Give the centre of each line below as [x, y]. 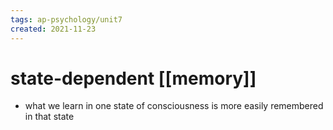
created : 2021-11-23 [53, 29]
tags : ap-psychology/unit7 [66, 19]
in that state [49, 117]
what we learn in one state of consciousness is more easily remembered [174, 106]
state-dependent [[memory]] [133, 78]
